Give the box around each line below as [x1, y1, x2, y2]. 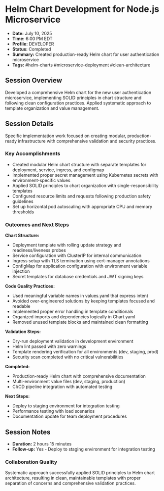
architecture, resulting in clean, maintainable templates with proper [5, 475, 141, 481]
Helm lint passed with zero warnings [12, 344, 86, 349]
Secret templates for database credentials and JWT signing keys [12, 274, 144, 280]
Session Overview [5, 76, 63, 85]
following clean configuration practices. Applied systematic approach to [5, 100, 151, 106]
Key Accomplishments [5, 150, 61, 157]
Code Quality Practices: [5, 283, 55, 289]
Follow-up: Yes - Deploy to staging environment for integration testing [12, 446, 155, 452]
